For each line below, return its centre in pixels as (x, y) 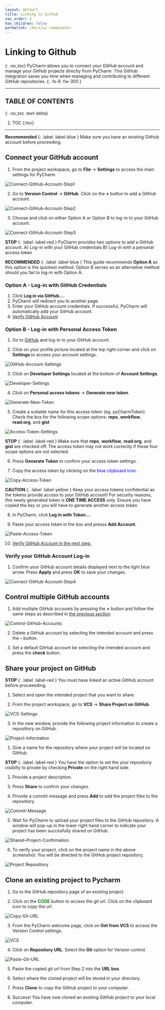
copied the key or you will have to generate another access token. (72, 505)
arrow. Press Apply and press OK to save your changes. (69, 572)
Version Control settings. (37, 931)
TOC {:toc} (23, 123)
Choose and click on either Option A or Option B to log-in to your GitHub (85, 218)
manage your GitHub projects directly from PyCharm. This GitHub (71, 71)
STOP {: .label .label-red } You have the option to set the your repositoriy (79, 762)
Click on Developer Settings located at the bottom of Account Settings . (85, 374)
